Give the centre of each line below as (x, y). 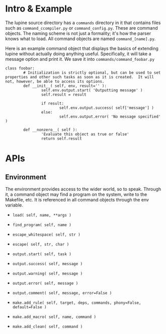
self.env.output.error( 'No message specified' (110, 117)
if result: (53, 103)
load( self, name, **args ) (42, 215)
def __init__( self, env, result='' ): (65, 86)
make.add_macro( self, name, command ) (54, 317)
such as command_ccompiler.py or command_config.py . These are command (82, 28)
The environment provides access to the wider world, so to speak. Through (83, 189)
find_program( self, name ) (42, 225)
